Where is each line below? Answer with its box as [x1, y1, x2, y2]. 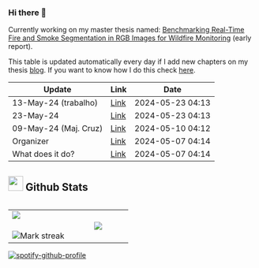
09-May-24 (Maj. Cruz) [12, 123, 103, 134]
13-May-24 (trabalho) [12, 98, 99, 109]
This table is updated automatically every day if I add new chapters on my [8, 57, 249, 66]
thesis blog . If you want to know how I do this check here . [8, 65, 196, 75]
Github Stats [24, 181, 88, 194]
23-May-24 [12, 110, 59, 121]
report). [8, 42, 33, 51]
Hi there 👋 [8, 7, 47, 18]
